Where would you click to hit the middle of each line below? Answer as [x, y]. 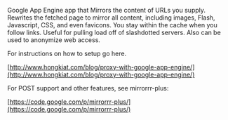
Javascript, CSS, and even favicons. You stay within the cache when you [112, 25]
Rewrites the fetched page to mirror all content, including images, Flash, [111, 18]
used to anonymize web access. [54, 40]
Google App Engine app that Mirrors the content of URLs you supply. [106, 10]
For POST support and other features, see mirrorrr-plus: [88, 88]
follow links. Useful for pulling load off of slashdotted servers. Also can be [114, 32]
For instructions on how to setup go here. [67, 53]
